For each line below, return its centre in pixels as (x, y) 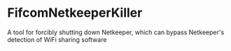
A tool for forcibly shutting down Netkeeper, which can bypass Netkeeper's (116, 32)
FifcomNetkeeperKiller (75, 13)
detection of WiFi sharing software (57, 39)
